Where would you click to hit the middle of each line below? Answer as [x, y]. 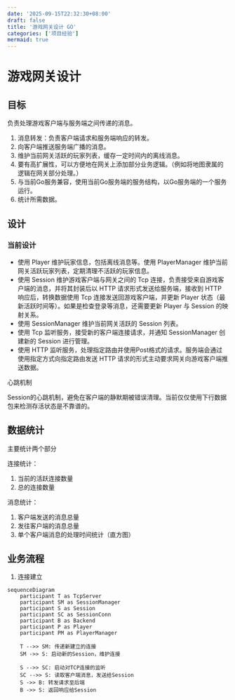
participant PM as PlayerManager [69, 633]
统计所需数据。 [39, 199]
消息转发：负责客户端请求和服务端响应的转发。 [85, 138]
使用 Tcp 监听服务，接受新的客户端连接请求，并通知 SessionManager [117, 332]
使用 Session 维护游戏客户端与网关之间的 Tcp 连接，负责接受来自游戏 [118, 279]
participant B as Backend [58, 621]
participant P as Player [56, 627]
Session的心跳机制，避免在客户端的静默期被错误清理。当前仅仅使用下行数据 [117, 397]
